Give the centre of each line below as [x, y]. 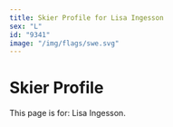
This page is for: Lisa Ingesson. [68, 113]
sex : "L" [26, 26]
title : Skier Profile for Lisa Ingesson [87, 18]
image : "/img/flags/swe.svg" [64, 43]
